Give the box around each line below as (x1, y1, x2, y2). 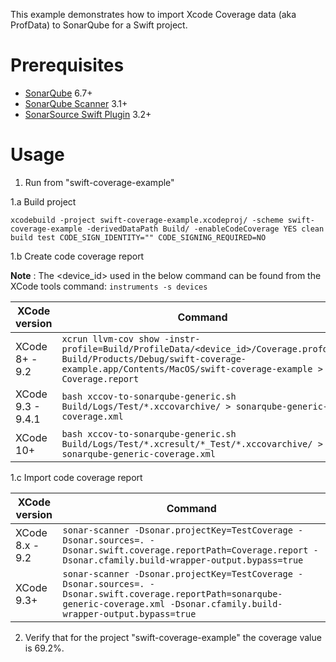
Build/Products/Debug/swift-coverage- (61, 353, 247, 364)
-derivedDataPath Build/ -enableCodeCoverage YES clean (86, 224, 325, 234)
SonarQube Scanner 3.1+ (24, 97, 128, 109)
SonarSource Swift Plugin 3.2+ (24, 108, 152, 120)
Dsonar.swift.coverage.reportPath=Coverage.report (62, 544, 309, 556)
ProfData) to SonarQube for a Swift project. (10, 19, 188, 31)
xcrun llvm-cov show (61, 333, 160, 344)
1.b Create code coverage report (10, 250, 145, 262)
